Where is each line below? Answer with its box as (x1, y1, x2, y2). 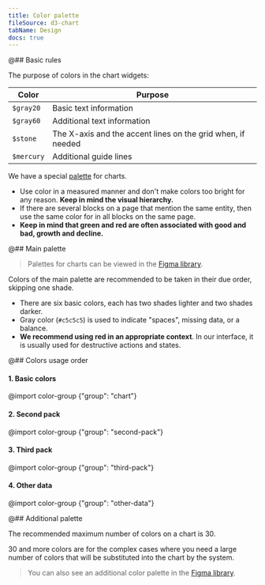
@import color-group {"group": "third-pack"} (8, 462, 155, 472)
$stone (12, 134, 37, 143)
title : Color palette (8, 11, 80, 20)
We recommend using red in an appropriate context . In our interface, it (19, 332, 254, 342)
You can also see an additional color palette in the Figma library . (27, 568, 236, 578)
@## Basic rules (8, 55, 62, 65)
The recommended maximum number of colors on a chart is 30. (8, 529, 216, 538)
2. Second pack (8, 409, 61, 419)
